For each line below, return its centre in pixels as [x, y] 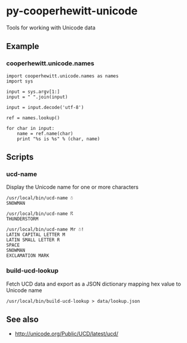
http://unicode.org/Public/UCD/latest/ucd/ [66, 334]
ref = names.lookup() [33, 118]
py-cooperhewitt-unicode [72, 11]
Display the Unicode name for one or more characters [72, 187]
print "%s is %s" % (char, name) [59, 139]
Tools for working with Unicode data [51, 28]
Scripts [20, 157]
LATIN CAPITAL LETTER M [36, 235]
